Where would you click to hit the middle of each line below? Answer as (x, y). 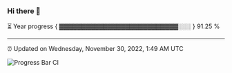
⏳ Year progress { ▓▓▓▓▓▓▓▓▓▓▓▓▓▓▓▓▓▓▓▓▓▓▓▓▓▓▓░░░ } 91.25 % (114, 26)
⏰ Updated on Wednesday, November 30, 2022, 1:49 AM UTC (96, 49)
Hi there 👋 (24, 11)
